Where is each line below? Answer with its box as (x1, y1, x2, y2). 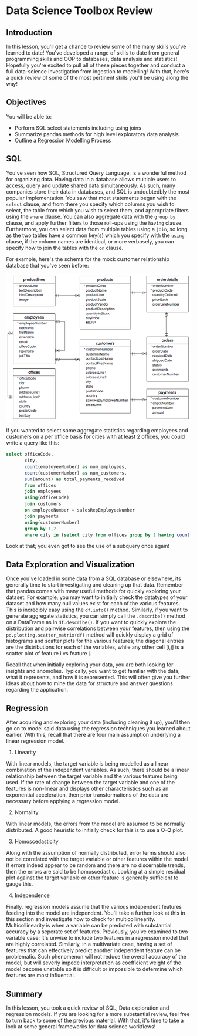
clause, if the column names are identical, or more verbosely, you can (6, 238, 174, 245)
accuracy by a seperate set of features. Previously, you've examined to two (6, 928, 188, 935)
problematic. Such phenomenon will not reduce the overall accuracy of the (6, 953, 186, 960)
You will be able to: (6, 113, 52, 120)
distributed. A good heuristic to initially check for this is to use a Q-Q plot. (6, 827, 184, 834)
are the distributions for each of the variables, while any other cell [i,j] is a (6, 644, 184, 651)
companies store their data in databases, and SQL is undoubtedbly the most (6, 188, 190, 195)
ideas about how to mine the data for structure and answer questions (6, 680, 173, 687)
